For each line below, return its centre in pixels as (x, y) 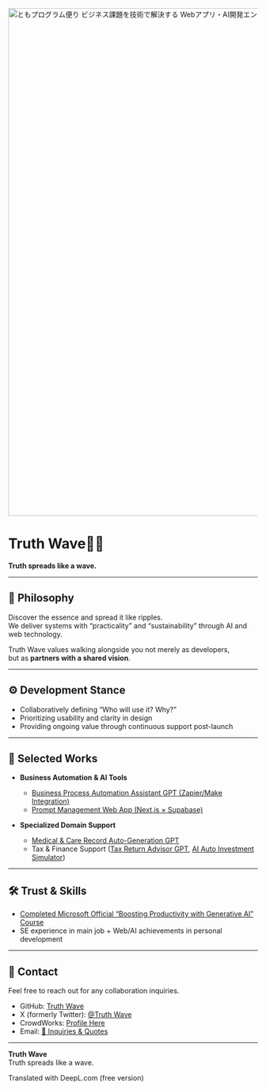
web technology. (36, 634)
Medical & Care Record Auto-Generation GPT (105, 841)
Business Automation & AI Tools (74, 777)
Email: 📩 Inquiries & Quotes (64, 1031)
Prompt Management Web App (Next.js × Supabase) (117, 810)
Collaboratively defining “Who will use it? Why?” (98, 709)
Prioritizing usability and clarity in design (86, 718)
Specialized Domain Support (68, 825)
